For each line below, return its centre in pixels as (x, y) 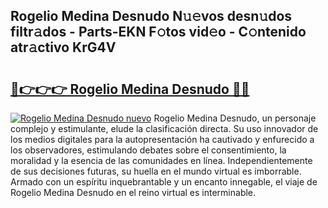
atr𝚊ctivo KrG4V (63, 47)
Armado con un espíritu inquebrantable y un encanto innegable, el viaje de (164, 182)
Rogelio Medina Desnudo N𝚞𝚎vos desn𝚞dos (151, 16)
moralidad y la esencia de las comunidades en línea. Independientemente (161, 160)
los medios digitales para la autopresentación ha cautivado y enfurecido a (162, 139)
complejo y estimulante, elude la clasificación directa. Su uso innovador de (164, 128)
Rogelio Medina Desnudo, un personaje (235, 118)
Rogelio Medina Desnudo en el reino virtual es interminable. (133, 192)
